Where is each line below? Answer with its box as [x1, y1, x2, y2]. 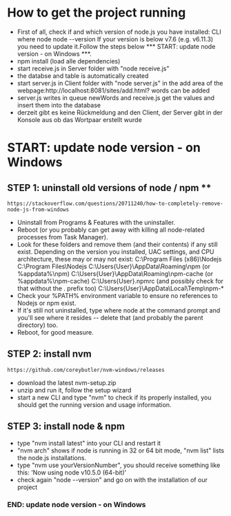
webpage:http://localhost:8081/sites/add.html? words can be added [17, 86, 210, 95]
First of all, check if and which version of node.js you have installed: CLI [17, 28, 222, 36]
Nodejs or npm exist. [17, 299, 77, 307]
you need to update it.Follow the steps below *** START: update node [17, 42, 216, 50]
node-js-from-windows [7, 206, 70, 213]
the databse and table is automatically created [17, 71, 149, 80]
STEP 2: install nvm [7, 348, 92, 360]
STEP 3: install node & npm [7, 421, 125, 433]
